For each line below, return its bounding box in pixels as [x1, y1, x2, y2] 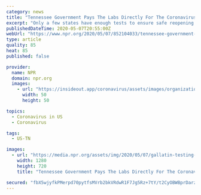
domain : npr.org [11, 75, 52, 81]
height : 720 [17, 163, 47, 169]
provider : [6, 64, 31, 70]
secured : [6, 179, 28, 185]
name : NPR [11, 69, 36, 75]
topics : [6, 108, 26, 114]
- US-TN [11, 136, 31, 142]
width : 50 [22, 92, 47, 98]
